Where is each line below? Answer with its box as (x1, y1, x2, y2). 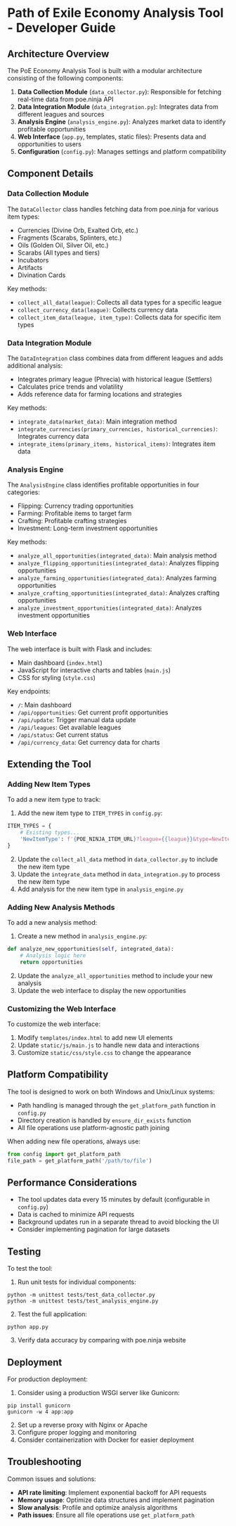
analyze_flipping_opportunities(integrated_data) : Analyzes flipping (17, 559, 219, 568)
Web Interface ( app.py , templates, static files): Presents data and (17, 132, 206, 141)
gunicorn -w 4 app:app (7, 1408, 74, 1415)
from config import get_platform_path (7, 1150, 121, 1158)
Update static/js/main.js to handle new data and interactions (17, 1041, 200, 1049)
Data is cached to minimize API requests (17, 1210, 135, 1219)
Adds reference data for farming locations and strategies (17, 390, 183, 398)
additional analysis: (7, 361, 63, 370)
